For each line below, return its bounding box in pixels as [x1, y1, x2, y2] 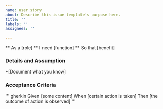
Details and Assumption [5, 57, 66, 64]
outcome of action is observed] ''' [5, 98, 76, 104]
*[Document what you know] [5, 69, 66, 75]
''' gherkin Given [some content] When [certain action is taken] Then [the [5, 93, 158, 99]
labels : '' [5, 21, 28, 27]
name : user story [5, 7, 42, 13]
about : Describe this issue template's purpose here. [5, 12, 121, 17]
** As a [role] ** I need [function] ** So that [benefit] [5, 45, 115, 51]
